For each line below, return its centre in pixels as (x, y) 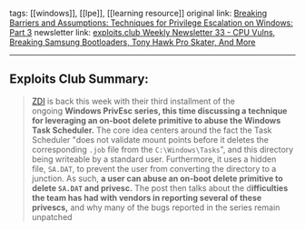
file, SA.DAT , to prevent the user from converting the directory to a (154, 168)
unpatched (52, 216)
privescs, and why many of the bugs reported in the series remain (156, 207)
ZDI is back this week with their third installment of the (133, 101)
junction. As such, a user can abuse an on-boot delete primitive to (157, 178)
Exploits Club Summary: (79, 80)
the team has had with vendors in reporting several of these (147, 197)
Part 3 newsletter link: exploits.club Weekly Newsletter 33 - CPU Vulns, (143, 32)
